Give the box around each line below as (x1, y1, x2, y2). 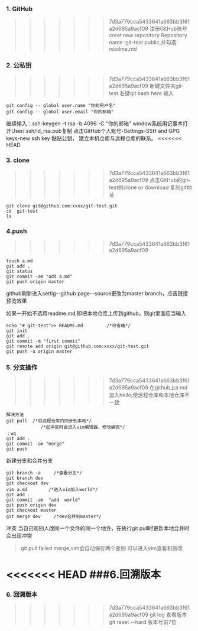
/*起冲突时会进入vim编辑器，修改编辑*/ (40, 424, 125, 430)
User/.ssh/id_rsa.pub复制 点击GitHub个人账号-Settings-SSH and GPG (11, 127, 180, 134)
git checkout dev (6, 480, 49, 486)
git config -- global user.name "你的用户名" (6, 102, 116, 108)
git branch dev (6, 475, 44, 482)
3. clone (6, 156, 30, 164)
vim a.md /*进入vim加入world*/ (6, 487, 99, 493)
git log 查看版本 (150, 611, 187, 618)
